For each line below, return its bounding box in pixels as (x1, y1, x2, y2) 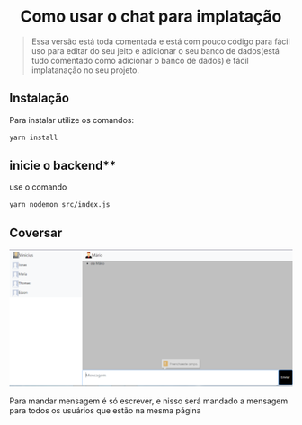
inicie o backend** (9, 158, 117, 173)
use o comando (9, 182, 67, 192)
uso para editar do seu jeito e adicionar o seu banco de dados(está (31, 45, 280, 56)
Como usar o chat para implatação (20, 6, 282, 27)
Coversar (9, 225, 63, 240)
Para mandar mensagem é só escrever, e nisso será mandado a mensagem (9, 395, 289, 406)
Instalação (9, 91, 70, 106)
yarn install (9, 133, 58, 142)
